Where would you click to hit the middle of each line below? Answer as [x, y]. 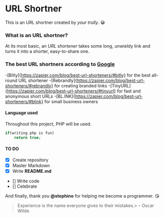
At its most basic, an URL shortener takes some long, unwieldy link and [78, 46]
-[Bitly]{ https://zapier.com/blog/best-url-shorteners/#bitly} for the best [78, 75]
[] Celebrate [25, 186]
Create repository [30, 160]
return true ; [28, 138]
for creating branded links [81, 85]
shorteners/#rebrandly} [29, 85]
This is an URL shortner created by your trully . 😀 [55, 22]
